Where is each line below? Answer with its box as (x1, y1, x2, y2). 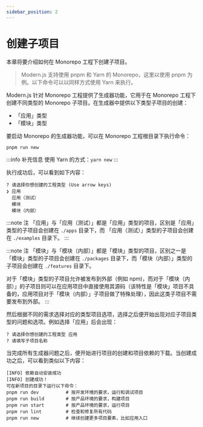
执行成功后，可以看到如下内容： (6, 168, 86, 176)
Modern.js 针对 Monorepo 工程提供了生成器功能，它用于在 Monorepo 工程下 (6, 91, 196, 99)
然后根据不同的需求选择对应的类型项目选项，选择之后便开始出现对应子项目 (6, 310, 192, 318)
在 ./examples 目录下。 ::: (6, 234, 69, 241)
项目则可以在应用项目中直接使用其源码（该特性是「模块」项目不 (30, 282, 189, 290)
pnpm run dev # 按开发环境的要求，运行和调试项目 (6, 389, 144, 396)
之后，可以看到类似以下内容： (11, 357, 86, 364)
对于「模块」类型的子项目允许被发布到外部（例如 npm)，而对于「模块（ (6, 275, 185, 282)
